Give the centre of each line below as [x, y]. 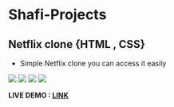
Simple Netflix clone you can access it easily [93, 63]
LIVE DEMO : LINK [39, 95]
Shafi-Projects [57, 15]
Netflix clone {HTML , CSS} [77, 44]
